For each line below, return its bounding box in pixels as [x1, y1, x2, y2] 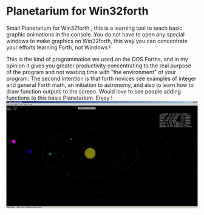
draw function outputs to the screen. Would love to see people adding [6, 87, 181, 95]
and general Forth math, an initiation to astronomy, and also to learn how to [6, 81, 194, 89]
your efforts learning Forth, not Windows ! [6, 44, 111, 51]
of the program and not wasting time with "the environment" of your [6, 68, 177, 75]
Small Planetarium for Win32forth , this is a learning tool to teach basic [6, 24, 183, 32]
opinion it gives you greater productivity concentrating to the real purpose [6, 62, 191, 69]
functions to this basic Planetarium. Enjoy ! [6, 94, 113, 101]
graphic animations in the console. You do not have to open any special [6, 30, 185, 38]
